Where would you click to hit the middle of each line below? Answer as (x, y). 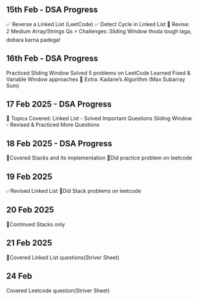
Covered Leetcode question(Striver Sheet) (58, 290)
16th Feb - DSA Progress (52, 59)
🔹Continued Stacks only (36, 224)
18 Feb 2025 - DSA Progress (59, 143)
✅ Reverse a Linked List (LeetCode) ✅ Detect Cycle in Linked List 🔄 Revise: (98, 24)
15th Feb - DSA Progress (52, 10)
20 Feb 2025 (30, 210)
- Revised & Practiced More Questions (53, 125)
